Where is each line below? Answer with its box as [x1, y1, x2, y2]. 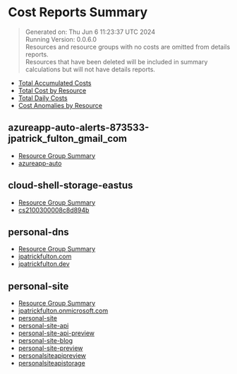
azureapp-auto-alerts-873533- [8, 121, 150, 134]
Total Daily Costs [18, 93, 68, 102]
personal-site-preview [18, 344, 83, 353]
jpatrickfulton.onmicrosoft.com [18, 306, 109, 315]
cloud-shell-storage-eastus [8, 179, 133, 191]
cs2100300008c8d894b [18, 205, 90, 214]
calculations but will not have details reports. [25, 65, 156, 73]
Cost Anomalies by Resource [18, 101, 103, 109]
